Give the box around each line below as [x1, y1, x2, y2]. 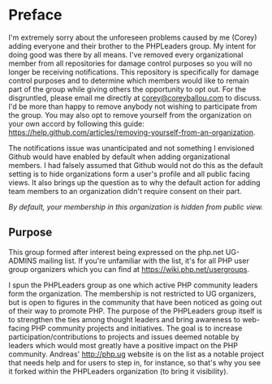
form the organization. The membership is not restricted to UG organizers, [8, 288, 257, 298]
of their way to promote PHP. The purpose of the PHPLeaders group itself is [8, 306, 262, 316]
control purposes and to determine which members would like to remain [8, 76, 249, 85]
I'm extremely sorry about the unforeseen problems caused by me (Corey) [8, 32, 257, 42]
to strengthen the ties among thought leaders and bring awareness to [8, 314, 241, 324]
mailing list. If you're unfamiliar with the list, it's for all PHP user [38, 256, 249, 265]
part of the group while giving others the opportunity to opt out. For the [8, 84, 246, 94]
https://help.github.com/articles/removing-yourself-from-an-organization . [8, 127, 256, 137]
